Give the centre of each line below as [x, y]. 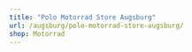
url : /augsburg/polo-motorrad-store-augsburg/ [96, 26]
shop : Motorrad [37, 33]
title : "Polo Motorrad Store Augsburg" [83, 17]
